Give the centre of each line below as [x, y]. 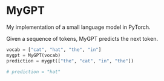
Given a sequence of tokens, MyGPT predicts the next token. [82, 38]
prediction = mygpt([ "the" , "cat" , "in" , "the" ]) [70, 61]
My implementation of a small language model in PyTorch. [78, 27]
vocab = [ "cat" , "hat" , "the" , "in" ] [54, 49]
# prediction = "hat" [34, 72]
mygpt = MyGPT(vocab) [34, 55]
